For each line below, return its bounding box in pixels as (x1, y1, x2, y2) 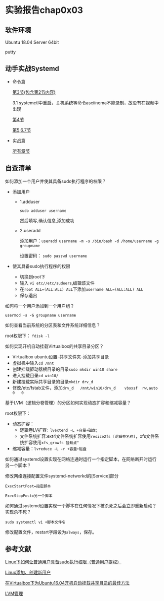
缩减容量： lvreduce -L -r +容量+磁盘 (12, 445, 87, 452)
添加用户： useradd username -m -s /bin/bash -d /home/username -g (19, 238, 159, 244)
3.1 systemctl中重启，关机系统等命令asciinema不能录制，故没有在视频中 (12, 100, 159, 106)
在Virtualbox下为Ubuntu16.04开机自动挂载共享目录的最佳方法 (5, 580, 130, 586)
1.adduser (19, 199, 40, 204)
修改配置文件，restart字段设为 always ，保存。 (5, 529, 97, 535)
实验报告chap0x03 (5, 4, 83, 16)
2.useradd (19, 227, 41, 233)
